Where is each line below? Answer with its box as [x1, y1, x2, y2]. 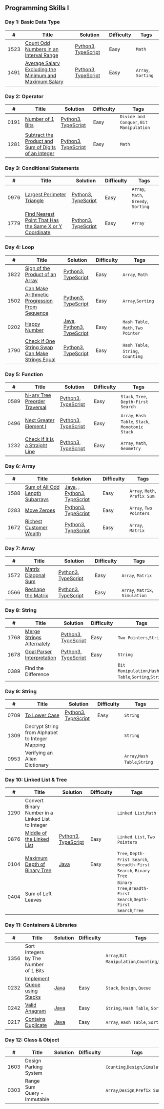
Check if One [25, 338, 55, 345]
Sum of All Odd [25, 484, 60, 491]
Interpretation [25, 654, 57, 661]
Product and [25, 137, 54, 144]
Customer [25, 524, 48, 531]
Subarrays [25, 496, 49, 503]
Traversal [25, 404, 47, 411]
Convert [25, 797, 44, 804]
